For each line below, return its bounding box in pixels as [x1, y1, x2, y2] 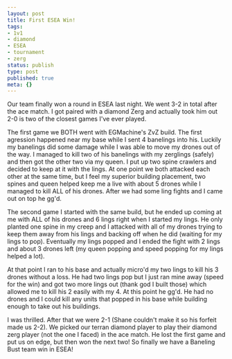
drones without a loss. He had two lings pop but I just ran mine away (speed [7, 273, 224, 281]
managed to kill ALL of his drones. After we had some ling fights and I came [7, 187, 223, 195]
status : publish [7, 62, 54, 69]
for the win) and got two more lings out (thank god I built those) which [7, 280, 207, 288]
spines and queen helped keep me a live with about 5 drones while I [7, 179, 201, 188]
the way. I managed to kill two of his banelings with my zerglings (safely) [7, 150, 215, 159]
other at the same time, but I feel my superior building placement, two [7, 173, 206, 181]
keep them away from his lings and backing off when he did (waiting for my [7, 230, 223, 238]
